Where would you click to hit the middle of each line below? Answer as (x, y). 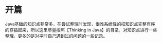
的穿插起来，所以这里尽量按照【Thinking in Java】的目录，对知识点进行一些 (81, 30)
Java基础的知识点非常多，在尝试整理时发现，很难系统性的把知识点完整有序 (80, 24)
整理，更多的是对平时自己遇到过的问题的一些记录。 (56, 36)
